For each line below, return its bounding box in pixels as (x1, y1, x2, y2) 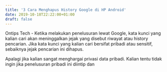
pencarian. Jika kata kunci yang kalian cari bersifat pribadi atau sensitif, (5, 41, 153, 47)
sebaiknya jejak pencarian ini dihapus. (5, 46, 84, 52)
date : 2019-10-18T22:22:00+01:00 (5, 12, 75, 17)
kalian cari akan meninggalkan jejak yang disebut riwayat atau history (5, 35, 148, 41)
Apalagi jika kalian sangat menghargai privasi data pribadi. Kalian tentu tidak (5, 56, 162, 62)
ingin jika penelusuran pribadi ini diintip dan (5, 61, 95, 67)
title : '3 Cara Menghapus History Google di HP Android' (5, 7, 126, 12)
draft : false (5, 16, 32, 21)
